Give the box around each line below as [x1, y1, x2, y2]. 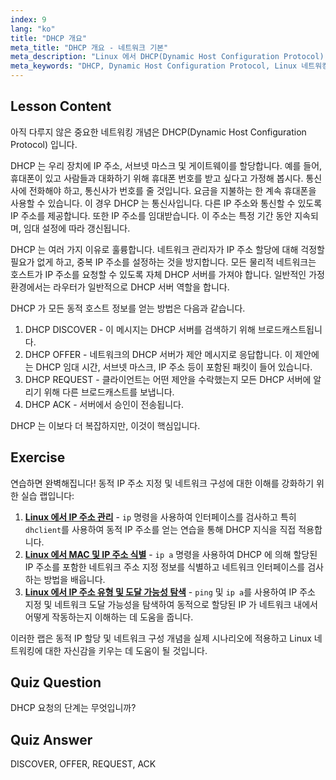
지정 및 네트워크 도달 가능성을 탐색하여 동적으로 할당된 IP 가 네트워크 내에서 [24, 598, 318, 610]
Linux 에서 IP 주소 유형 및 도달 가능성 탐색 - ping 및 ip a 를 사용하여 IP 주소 [24, 586, 316, 598]
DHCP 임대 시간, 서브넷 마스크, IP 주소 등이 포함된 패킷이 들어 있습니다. [35, 361, 313, 373]
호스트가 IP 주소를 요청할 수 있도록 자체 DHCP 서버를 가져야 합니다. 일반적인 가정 [10, 268, 325, 280]
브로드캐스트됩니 [257, 323, 323, 335]
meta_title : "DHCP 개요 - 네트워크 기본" [10, 42, 169, 53]
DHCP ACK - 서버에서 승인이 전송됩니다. [24, 398, 185, 410]
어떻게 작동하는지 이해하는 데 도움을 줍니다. [24, 611, 194, 623]
